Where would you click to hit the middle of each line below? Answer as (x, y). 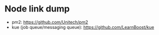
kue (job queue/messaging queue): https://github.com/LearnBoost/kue (83, 27)
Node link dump (37, 9)
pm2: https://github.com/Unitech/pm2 (50, 22)
